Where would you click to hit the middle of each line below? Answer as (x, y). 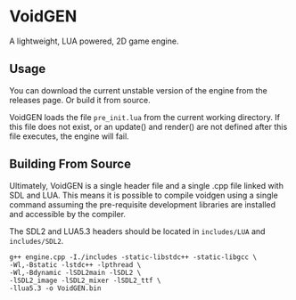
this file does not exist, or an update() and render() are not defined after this (148, 126)
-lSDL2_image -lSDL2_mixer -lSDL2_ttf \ (86, 280)
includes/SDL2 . (37, 240)
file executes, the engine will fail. (69, 136)
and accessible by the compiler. (68, 214)
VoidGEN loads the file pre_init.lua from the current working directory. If (145, 117)
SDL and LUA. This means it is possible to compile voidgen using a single (144, 195)
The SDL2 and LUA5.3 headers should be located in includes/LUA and (137, 231)
